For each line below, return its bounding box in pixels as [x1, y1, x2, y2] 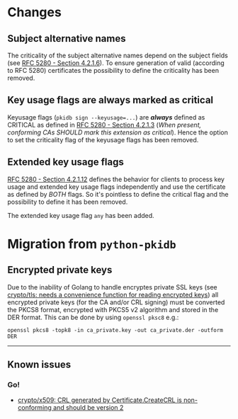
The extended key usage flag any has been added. [7, 211, 154, 219]
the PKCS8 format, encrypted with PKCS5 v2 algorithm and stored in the [7, 305, 219, 314]
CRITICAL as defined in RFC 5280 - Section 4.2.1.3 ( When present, [7, 120, 202, 129]
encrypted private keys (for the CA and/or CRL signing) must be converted [7, 298, 225, 306]
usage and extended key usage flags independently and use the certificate [7, 182, 226, 191]
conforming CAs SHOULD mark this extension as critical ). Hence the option [7, 128, 228, 137]
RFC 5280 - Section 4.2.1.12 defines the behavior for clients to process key [7, 175, 225, 183]
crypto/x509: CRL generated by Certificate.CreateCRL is [17, 396, 183, 404]
